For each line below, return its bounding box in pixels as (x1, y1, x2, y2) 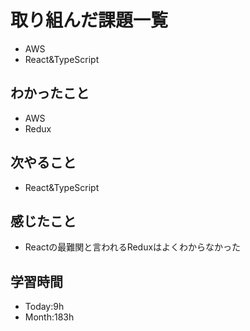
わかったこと (10, 85, 90, 102)
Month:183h (24, 311, 75, 323)
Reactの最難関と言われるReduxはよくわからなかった (24, 241, 242, 253)
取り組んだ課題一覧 (10, 9, 169, 32)
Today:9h (24, 301, 65, 313)
